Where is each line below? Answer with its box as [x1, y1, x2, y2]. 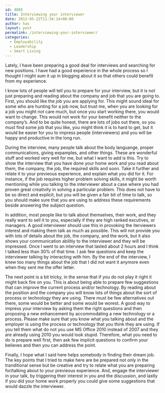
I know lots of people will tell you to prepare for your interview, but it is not [5, 87, 156, 93]
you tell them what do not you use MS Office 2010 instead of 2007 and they [5, 326, 159, 332]
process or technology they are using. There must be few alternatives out [5, 295, 154, 301]
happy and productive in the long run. [5, 134, 81, 141]
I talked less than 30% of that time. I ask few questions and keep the [5, 248, 144, 255]
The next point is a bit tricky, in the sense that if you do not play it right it [5, 274, 152, 280]
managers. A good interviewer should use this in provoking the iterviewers [5, 222, 156, 228]
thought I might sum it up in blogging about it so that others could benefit [5, 73, 154, 79]
